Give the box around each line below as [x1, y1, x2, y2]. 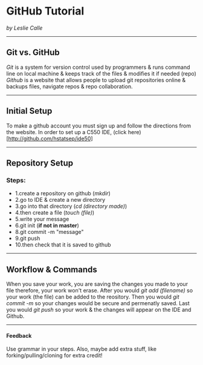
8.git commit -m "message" [14, 228, 84, 236]
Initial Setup [6, 106, 53, 116]
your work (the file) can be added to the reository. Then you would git [6, 293, 179, 300]
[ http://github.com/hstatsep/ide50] [6, 135, 93, 142]
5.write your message [14, 216, 69, 223]
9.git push [14, 234, 40, 242]
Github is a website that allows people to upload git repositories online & [6, 76, 186, 83]
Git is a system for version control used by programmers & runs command [6, 63, 190, 71]
